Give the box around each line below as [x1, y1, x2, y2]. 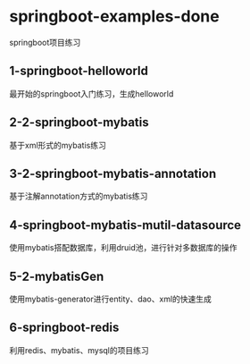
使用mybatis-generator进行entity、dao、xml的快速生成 [9, 293, 212, 304]
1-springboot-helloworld [9, 63, 149, 79]
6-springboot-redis [9, 320, 120, 335]
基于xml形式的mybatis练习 [9, 140, 107, 150]
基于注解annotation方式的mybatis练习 [9, 190, 148, 202]
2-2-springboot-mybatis [9, 114, 149, 131]
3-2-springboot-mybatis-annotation [9, 165, 217, 181]
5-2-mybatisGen [9, 268, 104, 284]
